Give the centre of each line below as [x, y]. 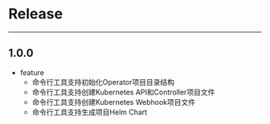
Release [35, 14]
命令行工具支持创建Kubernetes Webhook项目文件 [113, 102]
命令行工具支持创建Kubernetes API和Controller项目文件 [123, 92]
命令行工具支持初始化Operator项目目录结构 [103, 82]
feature [32, 72]
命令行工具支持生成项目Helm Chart [90, 112]
